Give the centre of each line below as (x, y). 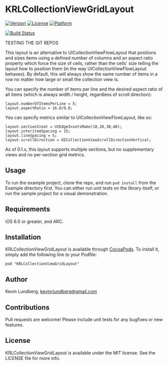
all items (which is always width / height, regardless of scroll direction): (78, 94)
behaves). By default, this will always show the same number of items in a (81, 74)
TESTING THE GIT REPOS (32, 43)
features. (15, 325)
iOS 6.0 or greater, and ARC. (34, 221)
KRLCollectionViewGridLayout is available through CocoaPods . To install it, (82, 249)
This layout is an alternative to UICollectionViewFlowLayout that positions (81, 52)
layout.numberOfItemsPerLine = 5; (41, 104)
